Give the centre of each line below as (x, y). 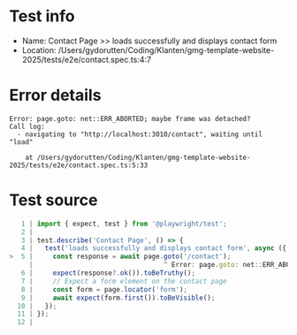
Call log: (27, 126)
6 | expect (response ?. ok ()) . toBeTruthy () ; (108, 273)
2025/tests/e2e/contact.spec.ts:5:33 (79, 165)
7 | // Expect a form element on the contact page (124, 281)
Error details (55, 95)
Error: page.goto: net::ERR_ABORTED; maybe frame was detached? (130, 118)
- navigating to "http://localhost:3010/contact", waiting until (140, 134)
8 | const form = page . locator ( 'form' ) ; (104, 289)
